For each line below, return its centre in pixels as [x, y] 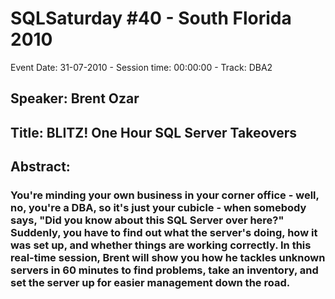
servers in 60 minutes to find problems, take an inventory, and [164, 270]
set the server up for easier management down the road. [150, 283]
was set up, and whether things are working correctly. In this [161, 245]
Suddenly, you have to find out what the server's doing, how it [164, 233]
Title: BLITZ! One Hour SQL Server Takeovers [153, 132]
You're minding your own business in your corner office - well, [165, 195]
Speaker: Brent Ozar [75, 98]
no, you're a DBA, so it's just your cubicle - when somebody [158, 208]
